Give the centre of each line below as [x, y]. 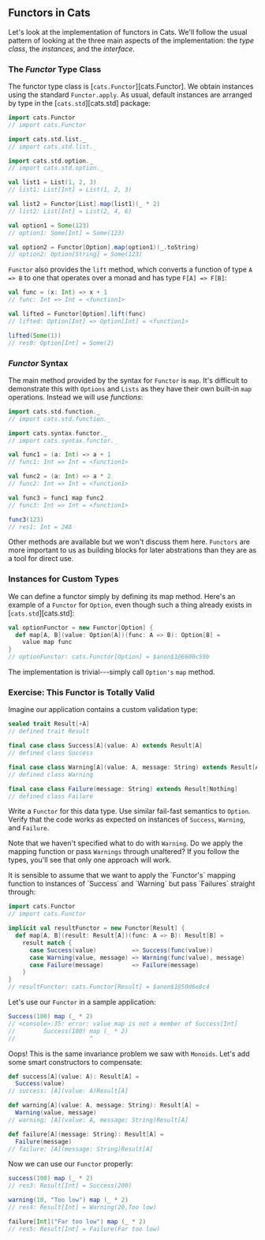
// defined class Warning [50, 774]
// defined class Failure [50, 796]
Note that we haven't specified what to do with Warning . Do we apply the [126, 843]
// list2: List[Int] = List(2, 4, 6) [70, 211]
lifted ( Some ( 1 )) [35, 335]
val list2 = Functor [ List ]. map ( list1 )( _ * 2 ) [84, 204]
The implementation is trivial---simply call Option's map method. [112, 672]
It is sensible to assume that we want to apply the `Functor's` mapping [122, 875]
